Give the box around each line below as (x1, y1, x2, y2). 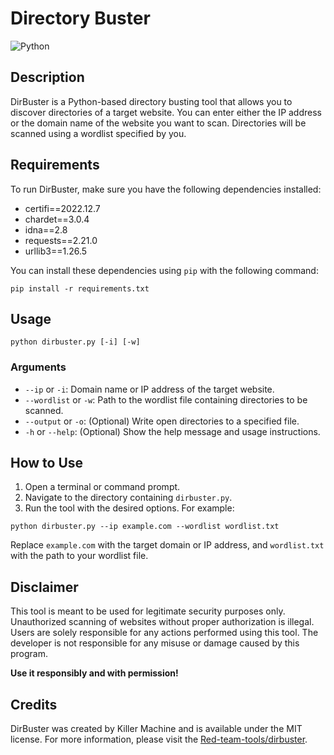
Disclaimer (10, 578, 79, 596)
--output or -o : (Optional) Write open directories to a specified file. (24, 415, 300, 427)
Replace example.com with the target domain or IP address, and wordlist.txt (10, 539, 325, 551)
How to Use (10, 455, 84, 472)
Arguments (10, 360, 67, 374)
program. (10, 648, 49, 660)
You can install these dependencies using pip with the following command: (10, 264, 319, 276)
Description (10, 69, 85, 86)
